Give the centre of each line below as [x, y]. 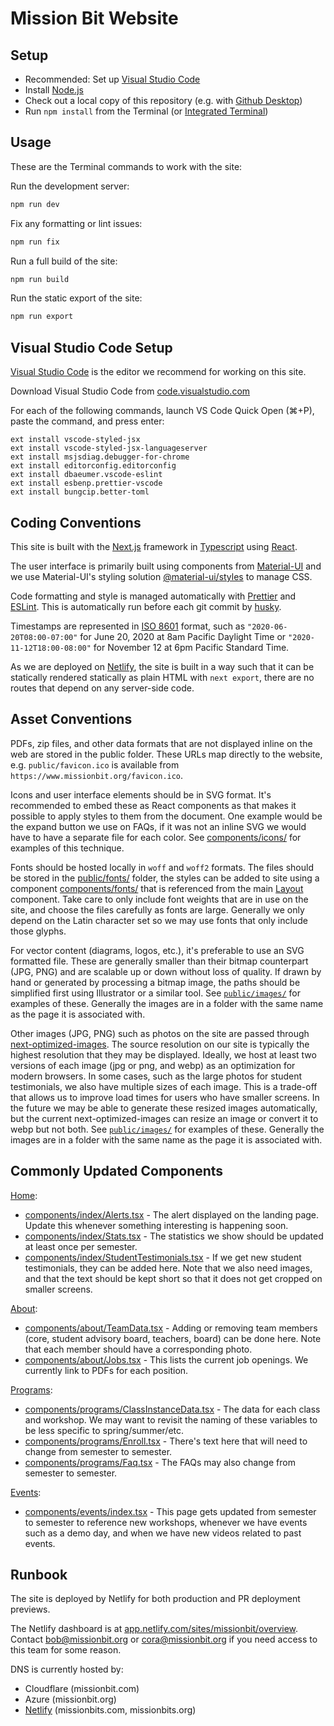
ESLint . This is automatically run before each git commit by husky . [146, 606]
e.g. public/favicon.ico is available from [95, 764]
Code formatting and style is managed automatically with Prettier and [153, 596]
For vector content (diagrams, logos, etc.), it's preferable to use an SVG [157, 950]
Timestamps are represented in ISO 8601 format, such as [128, 626]
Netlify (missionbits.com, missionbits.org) [110, 1710]
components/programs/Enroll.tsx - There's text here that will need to [166, 1441]
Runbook [39, 1574]
